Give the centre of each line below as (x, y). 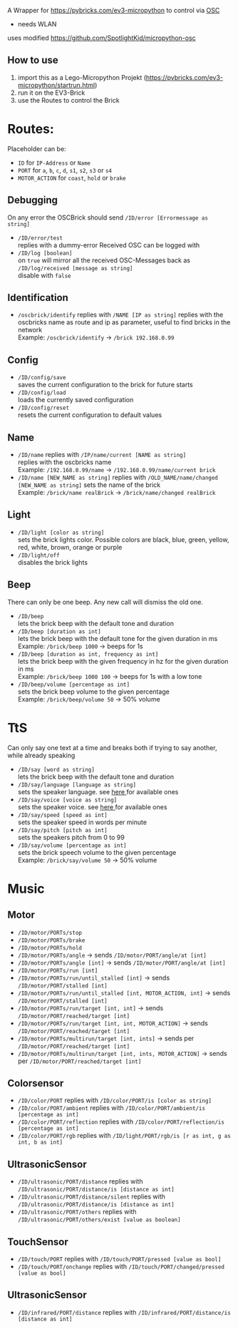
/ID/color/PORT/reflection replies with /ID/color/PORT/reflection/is (121, 1122)
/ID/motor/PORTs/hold (50, 948)
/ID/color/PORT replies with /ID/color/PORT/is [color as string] (115, 1100)
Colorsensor (36, 1083)
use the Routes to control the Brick (68, 100)
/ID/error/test (40, 238)
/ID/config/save (42, 378)
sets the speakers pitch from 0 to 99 (71, 837)
